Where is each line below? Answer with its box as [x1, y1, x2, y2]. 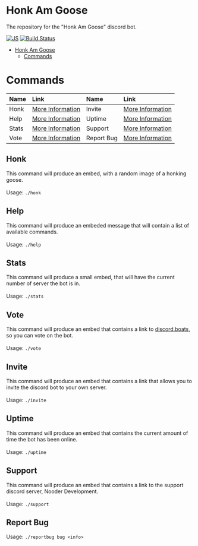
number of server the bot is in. [6, 280, 81, 287]
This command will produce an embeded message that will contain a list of [6, 222, 189, 229]
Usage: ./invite [6, 396, 46, 403]
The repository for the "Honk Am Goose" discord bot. [6, 23, 137, 30]
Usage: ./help [6, 241, 42, 248]
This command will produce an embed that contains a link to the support [6, 481, 184, 488]
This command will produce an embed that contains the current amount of [6, 429, 188, 437]
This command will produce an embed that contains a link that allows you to [6, 377, 192, 384]
